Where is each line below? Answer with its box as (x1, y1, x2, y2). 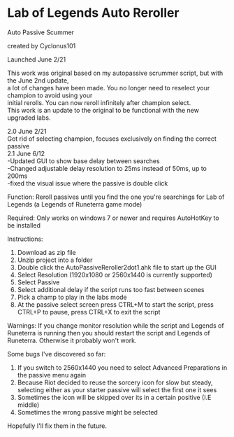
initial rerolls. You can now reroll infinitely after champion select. (7, 98, 191, 106)
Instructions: (7, 235, 43, 243)
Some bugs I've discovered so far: (7, 349, 106, 358)
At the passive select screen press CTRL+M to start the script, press (17, 300, 214, 309)
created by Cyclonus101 (7, 41, 76, 50)
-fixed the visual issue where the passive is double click (7, 179, 168, 187)
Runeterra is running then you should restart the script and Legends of (7, 328, 211, 337)
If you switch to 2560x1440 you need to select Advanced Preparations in (17, 363, 228, 372)
